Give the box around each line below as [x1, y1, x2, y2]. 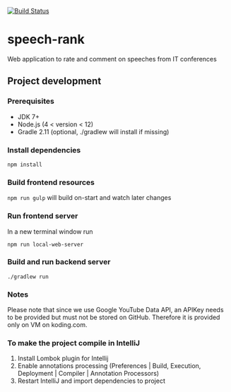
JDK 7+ [17, 112, 40, 121]
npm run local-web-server [7, 241, 83, 248]
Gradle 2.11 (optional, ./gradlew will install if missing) [17, 127, 170, 136]
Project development [7, 75, 102, 88]
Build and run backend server [7, 257, 111, 267]
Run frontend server [7, 211, 78, 221]
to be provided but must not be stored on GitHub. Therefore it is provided [7, 313, 220, 321]
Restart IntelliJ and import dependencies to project [17, 376, 166, 385]
